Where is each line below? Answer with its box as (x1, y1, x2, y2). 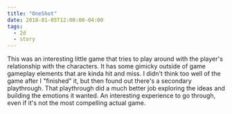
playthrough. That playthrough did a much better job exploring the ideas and (7, 84, 225, 93)
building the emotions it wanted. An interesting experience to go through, (7, 91, 216, 100)
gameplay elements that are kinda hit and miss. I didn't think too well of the (7, 70, 221, 78)
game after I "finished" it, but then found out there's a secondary (7, 77, 192, 85)
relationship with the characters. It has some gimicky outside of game (7, 62, 206, 70)
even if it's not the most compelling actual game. (7, 99, 146, 107)
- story (13, 36, 36, 43)
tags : (7, 23, 23, 30)
